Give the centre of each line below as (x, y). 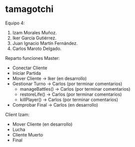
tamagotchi (29, 9)
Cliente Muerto (28, 135)
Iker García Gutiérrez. (34, 38)
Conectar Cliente (30, 68)
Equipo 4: (15, 23)
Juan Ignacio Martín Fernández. (45, 43)
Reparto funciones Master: (32, 58)
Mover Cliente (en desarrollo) (42, 124)
